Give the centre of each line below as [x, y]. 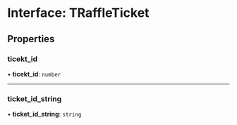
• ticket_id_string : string [44, 114]
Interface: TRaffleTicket [78, 13]
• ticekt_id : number [34, 74]
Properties [31, 39]
